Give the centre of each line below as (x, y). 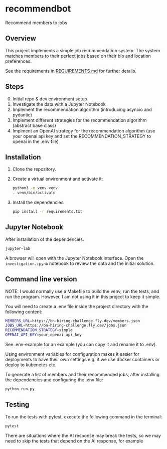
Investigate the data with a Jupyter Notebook (59, 104)
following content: (24, 312)
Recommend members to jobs (36, 23)
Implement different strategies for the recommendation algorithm (79, 120)
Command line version (41, 279)
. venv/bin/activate (34, 193)
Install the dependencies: (39, 202)
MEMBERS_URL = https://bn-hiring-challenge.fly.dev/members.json (73, 321)
